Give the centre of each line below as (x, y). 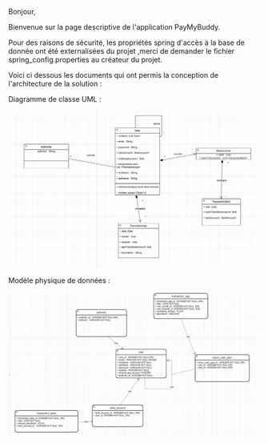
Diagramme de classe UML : (55, 99)
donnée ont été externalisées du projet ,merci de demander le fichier (122, 51)
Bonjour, (22, 12)
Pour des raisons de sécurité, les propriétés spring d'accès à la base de (127, 42)
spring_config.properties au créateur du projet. (85, 60)
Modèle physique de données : (59, 280)
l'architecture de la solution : (55, 84)
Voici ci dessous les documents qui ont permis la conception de (113, 75)
